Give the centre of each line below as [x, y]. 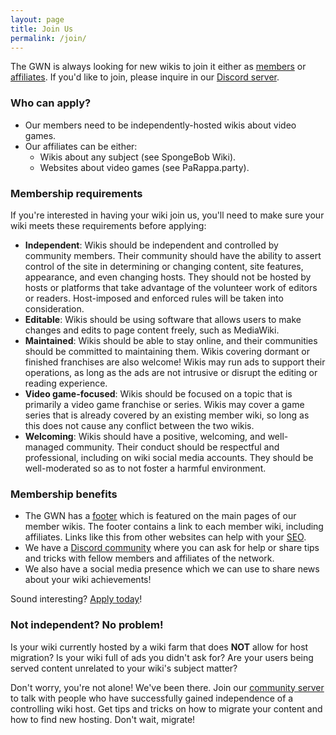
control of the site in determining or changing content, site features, [164, 266]
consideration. [54, 308]
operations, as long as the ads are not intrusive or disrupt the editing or [171, 372]
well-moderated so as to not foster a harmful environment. [145, 468]
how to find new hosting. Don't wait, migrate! [103, 719]
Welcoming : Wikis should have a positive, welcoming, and [145, 436]
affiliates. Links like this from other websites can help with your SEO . [165, 537]
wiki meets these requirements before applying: [108, 225]
